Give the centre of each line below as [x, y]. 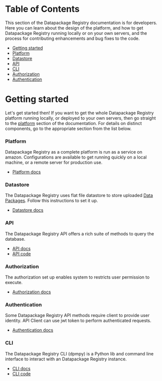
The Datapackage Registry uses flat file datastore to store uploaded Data [79, 195]
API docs [21, 248]
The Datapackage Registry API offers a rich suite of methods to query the [80, 234]
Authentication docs [32, 330]
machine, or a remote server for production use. [54, 162]
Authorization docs [32, 292]
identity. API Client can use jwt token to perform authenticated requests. [78, 320]
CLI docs [21, 368]
